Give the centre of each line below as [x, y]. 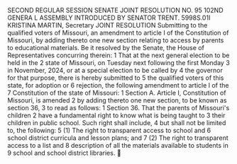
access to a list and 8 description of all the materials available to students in [118, 145]
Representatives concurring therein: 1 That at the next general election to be [118, 55]
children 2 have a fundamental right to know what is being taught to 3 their [116, 115]
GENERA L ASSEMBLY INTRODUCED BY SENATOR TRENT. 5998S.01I [109, 18]
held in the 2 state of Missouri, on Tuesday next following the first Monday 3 [119, 63]
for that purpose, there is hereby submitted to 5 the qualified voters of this [116, 78]
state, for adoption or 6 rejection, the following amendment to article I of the [118, 85]
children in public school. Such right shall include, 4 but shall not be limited [117, 123]
